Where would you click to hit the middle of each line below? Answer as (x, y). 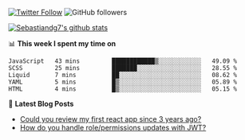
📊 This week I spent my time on (62, 43)
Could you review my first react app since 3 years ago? (111, 119)
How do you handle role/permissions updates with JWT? (113, 128)
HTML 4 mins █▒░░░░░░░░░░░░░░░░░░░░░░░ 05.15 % (123, 89)
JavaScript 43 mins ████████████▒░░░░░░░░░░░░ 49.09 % (123, 61)
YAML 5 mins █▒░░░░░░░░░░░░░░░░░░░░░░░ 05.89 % (123, 82)
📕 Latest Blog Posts (41, 104)
